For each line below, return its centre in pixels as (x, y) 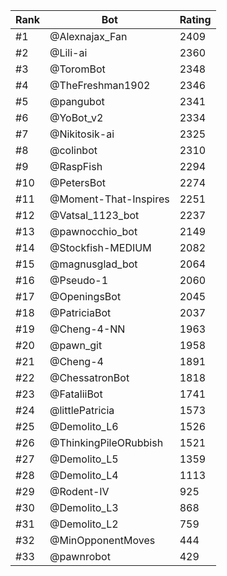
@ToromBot (77, 69)
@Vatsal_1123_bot (94, 215)
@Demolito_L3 (84, 507)
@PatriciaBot (80, 312)
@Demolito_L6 (84, 426)
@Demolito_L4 (84, 475)
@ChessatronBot (89, 377)
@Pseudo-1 (79, 280)
